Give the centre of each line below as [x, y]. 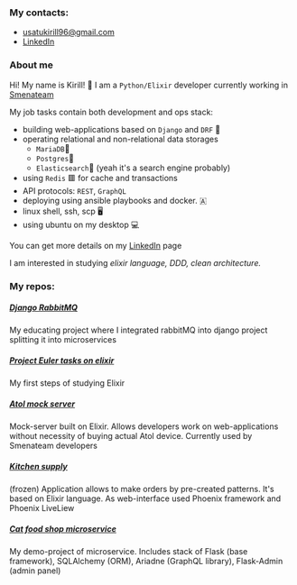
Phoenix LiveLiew [42, 508]
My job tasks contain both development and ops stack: [111, 112]
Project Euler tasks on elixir [62, 361]
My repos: [32, 286]
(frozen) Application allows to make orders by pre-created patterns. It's [142, 489]
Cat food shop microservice [63, 528]
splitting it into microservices [63, 340]
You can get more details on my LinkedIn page [96, 245]
